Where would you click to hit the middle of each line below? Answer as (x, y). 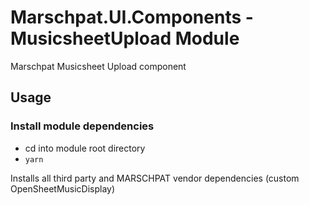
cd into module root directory (85, 148)
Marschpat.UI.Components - (132, 17)
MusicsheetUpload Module (125, 38)
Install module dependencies (82, 126)
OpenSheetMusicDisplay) (63, 188)
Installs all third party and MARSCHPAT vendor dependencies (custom (155, 178)
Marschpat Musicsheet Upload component (98, 66)
